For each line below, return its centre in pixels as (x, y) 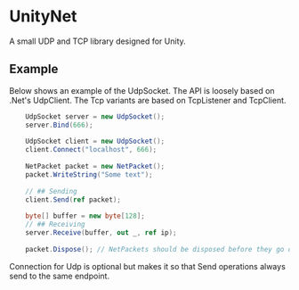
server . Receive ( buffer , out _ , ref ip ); (101, 233)
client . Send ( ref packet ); (73, 199)
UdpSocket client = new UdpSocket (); (95, 141)
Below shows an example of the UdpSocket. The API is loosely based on (142, 90)
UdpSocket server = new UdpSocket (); (95, 116)
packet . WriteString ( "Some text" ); (89, 174)
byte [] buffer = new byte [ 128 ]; (85, 216)
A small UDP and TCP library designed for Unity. (98, 41)
